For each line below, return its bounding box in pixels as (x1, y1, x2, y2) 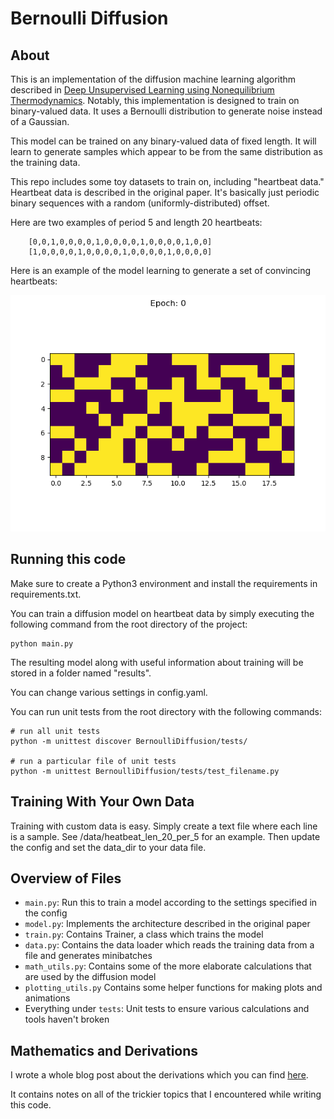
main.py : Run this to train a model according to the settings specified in (24, 897, 318, 909)
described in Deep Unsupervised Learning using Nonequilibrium (10, 84, 275, 96)
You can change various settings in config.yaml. (10, 686, 208, 698)
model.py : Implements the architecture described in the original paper (24, 918, 311, 930)
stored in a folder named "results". (10, 667, 152, 679)
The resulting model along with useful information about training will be (10, 656, 304, 668)
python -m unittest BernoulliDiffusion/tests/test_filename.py (10, 766, 280, 776)
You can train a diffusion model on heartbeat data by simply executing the (10, 607, 315, 619)
